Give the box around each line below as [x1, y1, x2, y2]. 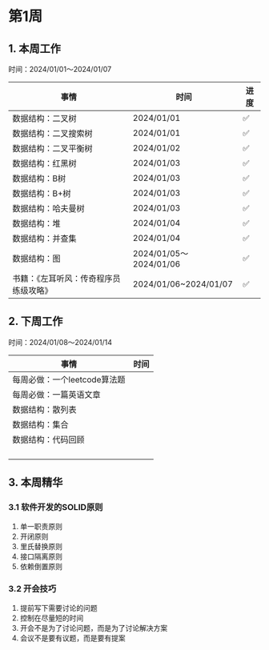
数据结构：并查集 [12, 233, 78, 244]
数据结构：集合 [12, 419, 70, 430]
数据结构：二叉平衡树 [12, 143, 94, 154]
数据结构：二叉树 [12, 113, 78, 124]
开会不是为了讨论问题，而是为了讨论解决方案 [19, 623, 168, 632]
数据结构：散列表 [12, 403, 78, 415]
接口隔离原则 [19, 552, 62, 561]
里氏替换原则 [19, 541, 62, 551]
